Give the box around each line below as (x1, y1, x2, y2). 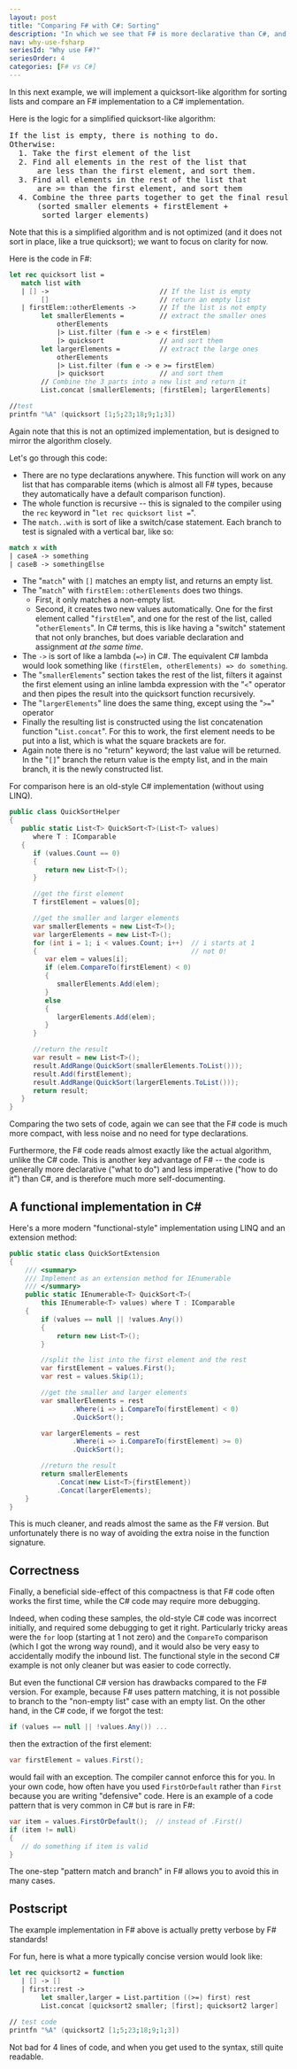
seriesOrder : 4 (9, 54, 65, 63)
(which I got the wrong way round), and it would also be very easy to (9, 1641, 260, 1652)
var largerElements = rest (41, 1429, 141, 1437)
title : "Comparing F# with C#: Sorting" (9, 21, 161, 30)
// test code (9, 2018, 57, 2026)
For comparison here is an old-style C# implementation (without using (9, 781, 264, 792)
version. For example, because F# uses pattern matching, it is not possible (9, 1686, 280, 1697)
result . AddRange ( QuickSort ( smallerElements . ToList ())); (32, 1061, 243, 1070)
